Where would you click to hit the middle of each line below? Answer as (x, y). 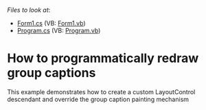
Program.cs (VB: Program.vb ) (59, 31)
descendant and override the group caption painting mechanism (98, 99)
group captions (51, 73)
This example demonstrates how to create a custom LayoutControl (101, 91)
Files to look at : (29, 10)
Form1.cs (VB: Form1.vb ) (51, 23)
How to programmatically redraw (103, 58)
